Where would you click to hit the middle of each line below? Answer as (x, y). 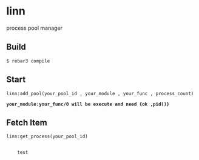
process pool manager (34, 28)
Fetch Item (27, 122)
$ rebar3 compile (28, 61)
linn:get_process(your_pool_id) (47, 137)
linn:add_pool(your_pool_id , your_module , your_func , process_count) (100, 93)
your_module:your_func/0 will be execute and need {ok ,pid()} (88, 104)
